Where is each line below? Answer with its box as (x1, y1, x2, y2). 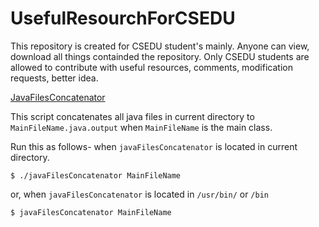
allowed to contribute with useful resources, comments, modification (10, 61, 293, 73)
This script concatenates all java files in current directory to (10, 110, 255, 122)
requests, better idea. (10, 72, 99, 84)
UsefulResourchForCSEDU (10, 7, 236, 30)
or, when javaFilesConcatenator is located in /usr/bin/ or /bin (10, 188, 269, 200)
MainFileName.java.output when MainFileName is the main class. (10, 121, 273, 133)
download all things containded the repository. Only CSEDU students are (10, 50, 310, 62)
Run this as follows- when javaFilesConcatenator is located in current (10, 140, 298, 152)
